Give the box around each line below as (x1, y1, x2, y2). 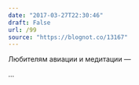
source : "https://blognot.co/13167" (8, 33, 128, 41)
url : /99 (8, 26, 37, 34)
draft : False (8, 19, 51, 27)
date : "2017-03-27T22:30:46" (8, 11, 104, 19)
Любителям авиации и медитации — (8, 55, 131, 64)
